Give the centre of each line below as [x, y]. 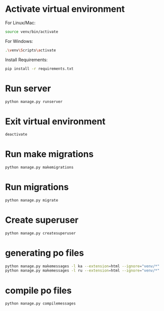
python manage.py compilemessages [41, 304]
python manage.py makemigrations [39, 168]
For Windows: [19, 41]
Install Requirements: [26, 60]
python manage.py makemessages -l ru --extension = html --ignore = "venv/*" [82, 271]
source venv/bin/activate [32, 32]
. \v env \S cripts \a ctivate [31, 50]
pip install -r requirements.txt [39, 69]
